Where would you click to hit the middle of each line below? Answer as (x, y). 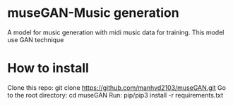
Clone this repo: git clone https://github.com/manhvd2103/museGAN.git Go (116, 87)
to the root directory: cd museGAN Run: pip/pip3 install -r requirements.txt (115, 95)
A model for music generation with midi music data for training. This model (116, 32)
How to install (48, 68)
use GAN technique (36, 39)
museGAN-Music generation (93, 13)
